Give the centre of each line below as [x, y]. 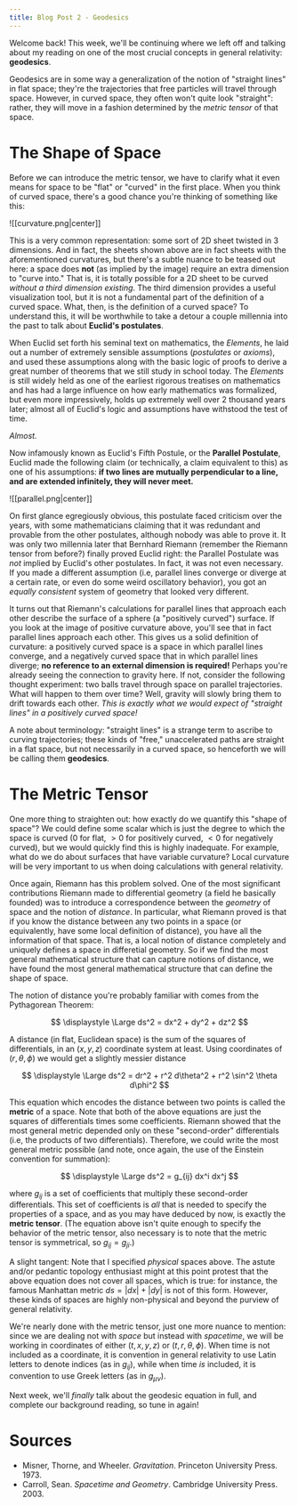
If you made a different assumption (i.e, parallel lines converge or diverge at [148, 572]
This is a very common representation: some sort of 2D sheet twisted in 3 [144, 240]
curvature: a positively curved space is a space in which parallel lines [137, 646]
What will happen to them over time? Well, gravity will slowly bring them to [145, 693]
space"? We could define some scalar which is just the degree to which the [147, 828]
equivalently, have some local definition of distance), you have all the [136, 930]
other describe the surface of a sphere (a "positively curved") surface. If [142, 618]
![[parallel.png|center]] [51, 498]
